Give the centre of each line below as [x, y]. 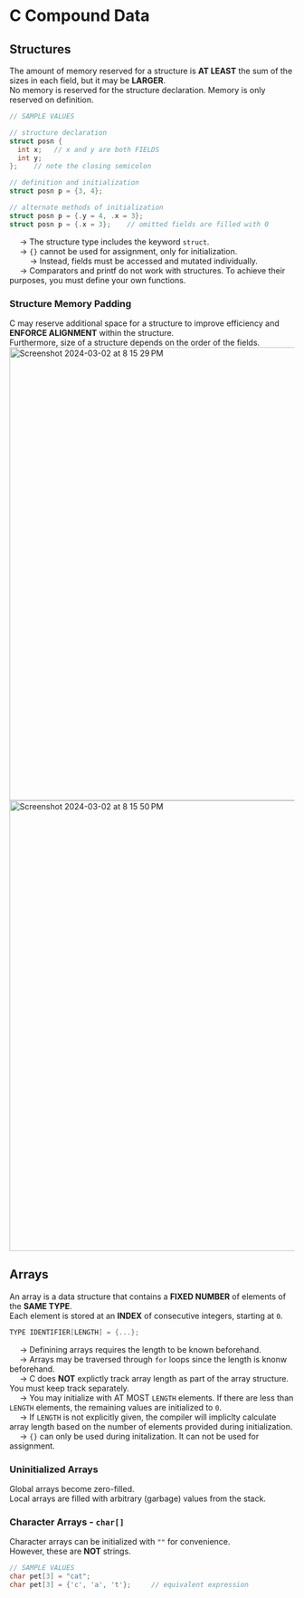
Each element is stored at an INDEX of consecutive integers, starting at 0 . [146, 1316]
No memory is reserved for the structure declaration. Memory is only [138, 90]
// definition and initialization [75, 183]
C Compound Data [80, 16]
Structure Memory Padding [71, 303]
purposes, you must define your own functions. [98, 280]
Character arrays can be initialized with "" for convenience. [120, 1542]
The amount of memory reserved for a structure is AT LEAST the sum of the [151, 71]
